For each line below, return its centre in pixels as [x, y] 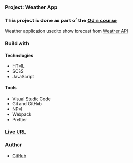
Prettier [19, 119]
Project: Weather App [31, 7]
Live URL [16, 132]
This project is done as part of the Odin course [61, 20]
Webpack [22, 114]
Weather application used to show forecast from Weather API [66, 31]
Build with [17, 44]
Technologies [19, 55]
